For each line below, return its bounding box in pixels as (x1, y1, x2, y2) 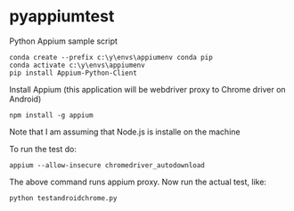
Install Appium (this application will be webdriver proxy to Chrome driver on (9, 84, 287, 94)
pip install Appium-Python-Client (9, 69, 138, 77)
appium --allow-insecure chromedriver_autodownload (9, 160, 205, 170)
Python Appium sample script (9, 36, 118, 46)
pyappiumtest (9, 6, 115, 27)
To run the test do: (9, 143, 78, 154)
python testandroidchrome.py (9, 193, 118, 202)
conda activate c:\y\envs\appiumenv (9, 61, 145, 69)
